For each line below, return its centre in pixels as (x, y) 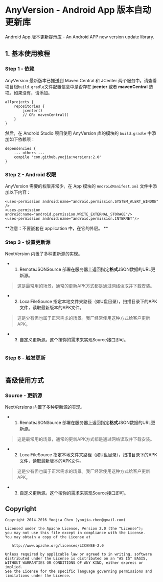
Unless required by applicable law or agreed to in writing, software (79, 554)
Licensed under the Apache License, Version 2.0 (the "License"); (74, 529)
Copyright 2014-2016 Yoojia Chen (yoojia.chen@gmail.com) (65, 520)
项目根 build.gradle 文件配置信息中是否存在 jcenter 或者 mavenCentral (76, 87)
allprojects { (20, 102)
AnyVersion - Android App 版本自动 (78, 10)
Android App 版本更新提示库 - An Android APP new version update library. (80, 37)
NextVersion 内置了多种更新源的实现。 (44, 254)
